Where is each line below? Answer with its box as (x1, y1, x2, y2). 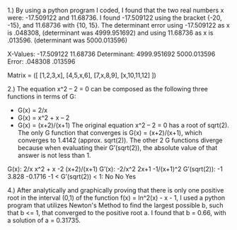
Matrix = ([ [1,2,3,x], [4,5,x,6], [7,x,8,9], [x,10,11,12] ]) (7, 71, 157, 79)
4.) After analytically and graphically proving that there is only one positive (7, 186, 224, 194)
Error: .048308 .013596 (7, 57, 76, 66)
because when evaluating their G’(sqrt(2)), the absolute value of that (17, 144, 218, 151)
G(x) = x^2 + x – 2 (17, 113, 70, 122)
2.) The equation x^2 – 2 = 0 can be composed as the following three (7, 85, 209, 93)
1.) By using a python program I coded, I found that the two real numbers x (7, 6, 224, 14)
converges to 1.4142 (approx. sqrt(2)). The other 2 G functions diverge (17, 136, 223, 144)
